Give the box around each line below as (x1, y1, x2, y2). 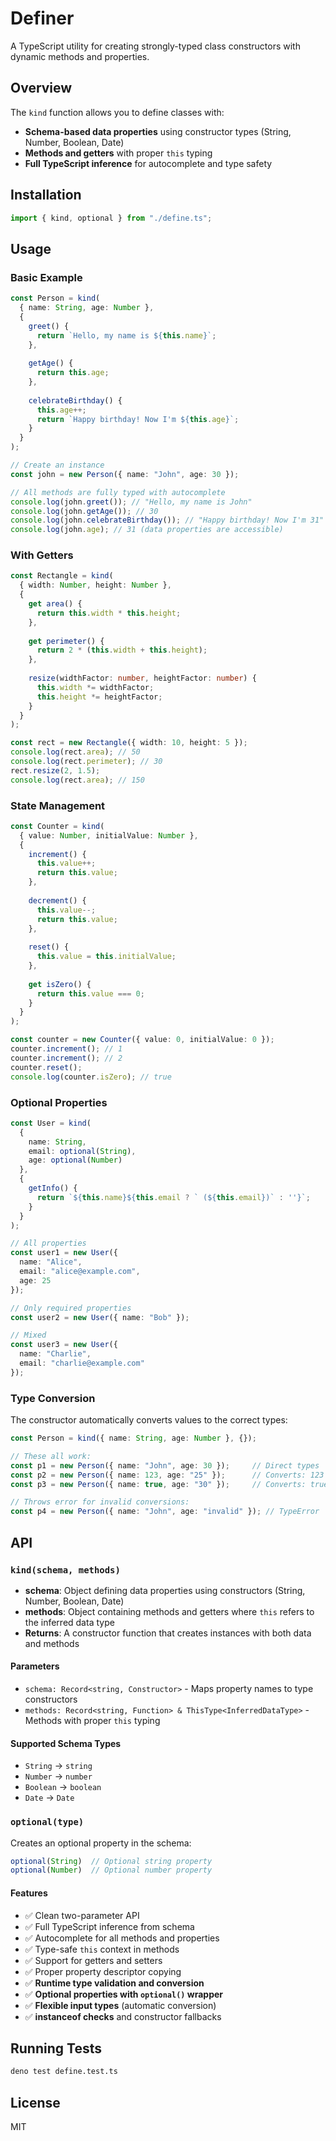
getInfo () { (28, 1183, 78, 1194)
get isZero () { (28, 979, 92, 989)
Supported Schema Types (10, 1737, 122, 1749)
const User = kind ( (10, 1118, 92, 1128)
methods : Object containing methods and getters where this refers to (24, 1605, 315, 1617)
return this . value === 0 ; (36, 988, 145, 999)
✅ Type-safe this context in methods (24, 1943, 180, 1955)
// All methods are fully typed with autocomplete (10, 487, 226, 497)
